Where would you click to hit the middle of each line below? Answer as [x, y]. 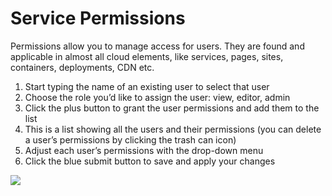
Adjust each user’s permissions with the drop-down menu [144, 150]
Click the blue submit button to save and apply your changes [150, 161]
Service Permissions [98, 18]
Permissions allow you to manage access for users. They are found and [157, 46]
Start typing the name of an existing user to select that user [147, 86]
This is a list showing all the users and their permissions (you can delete [173, 129]
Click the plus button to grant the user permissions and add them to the [172, 108]
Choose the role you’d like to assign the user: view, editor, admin [157, 97]
